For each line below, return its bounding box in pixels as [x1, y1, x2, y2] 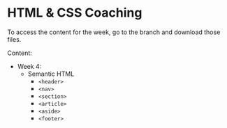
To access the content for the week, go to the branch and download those [7, 28, 221, 36]
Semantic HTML [27, 70, 75, 78]
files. [7, 35, 22, 43]
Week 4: [17, 62, 42, 70]
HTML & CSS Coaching [7, 5, 142, 21]
